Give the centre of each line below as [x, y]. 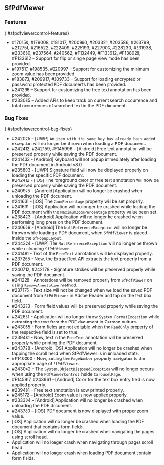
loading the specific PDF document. [48, 175]
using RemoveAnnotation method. [44, 285]
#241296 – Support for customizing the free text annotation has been [82, 89]
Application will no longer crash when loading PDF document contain [82, 453]
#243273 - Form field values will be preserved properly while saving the [85, 306]
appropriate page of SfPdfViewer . [45, 363]
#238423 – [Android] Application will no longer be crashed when [77, 217]
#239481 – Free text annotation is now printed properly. [68, 390]
